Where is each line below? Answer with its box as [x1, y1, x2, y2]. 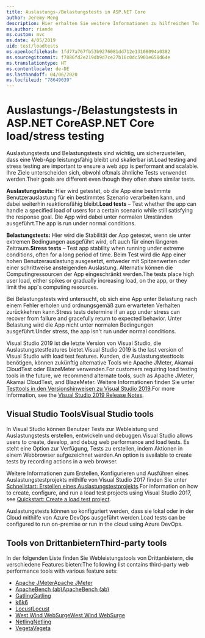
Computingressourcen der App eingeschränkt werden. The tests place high [6, 270, 194, 278]
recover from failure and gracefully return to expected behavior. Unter [6, 315, 182, 322]
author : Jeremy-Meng [6, 15, 59, 21]
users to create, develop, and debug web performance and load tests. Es [6, 438, 190, 446]
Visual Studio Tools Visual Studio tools [6, 409, 154, 419]
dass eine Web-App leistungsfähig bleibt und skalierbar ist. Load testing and [6, 156, 197, 164]
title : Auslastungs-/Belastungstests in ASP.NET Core [6, 9, 146, 15]
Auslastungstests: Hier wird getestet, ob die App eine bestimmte [6, 187, 171, 195]
